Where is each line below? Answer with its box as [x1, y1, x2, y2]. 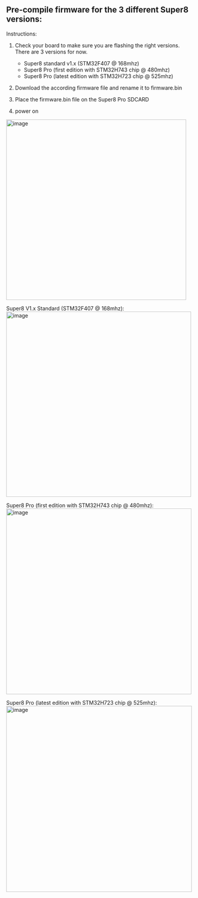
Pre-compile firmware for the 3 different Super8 [6, 5, 189, 15]
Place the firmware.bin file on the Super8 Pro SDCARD [14, 95, 150, 103]
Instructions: [6, 30, 37, 37]
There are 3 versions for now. [14, 48, 88, 55]
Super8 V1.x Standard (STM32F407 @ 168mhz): [6, 304, 124, 312]
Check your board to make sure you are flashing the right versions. [14, 41, 180, 49]
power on [14, 107, 39, 115]
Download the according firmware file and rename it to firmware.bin [14, 84, 182, 91]
